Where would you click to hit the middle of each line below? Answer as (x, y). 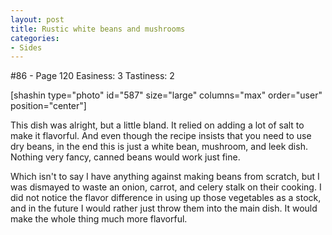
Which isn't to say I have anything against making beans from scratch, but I (165, 177)
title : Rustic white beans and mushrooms (98, 29)
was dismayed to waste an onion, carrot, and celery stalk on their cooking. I (166, 187)
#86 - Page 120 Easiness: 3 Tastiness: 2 (92, 76)
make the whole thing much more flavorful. (99, 219)
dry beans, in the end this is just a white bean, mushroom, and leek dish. (159, 147)
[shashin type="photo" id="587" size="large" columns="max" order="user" (166, 95)
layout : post (37, 19)
